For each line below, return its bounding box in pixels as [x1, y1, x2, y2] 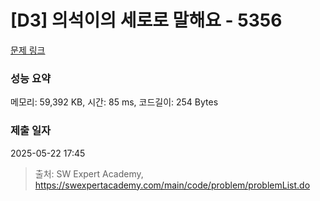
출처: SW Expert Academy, [34, 167, 144, 180]
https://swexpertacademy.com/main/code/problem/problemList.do [34, 179, 311, 191]
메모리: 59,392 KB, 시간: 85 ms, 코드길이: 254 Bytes [10, 96, 219, 108]
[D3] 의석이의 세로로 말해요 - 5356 [10, 9, 283, 32]
